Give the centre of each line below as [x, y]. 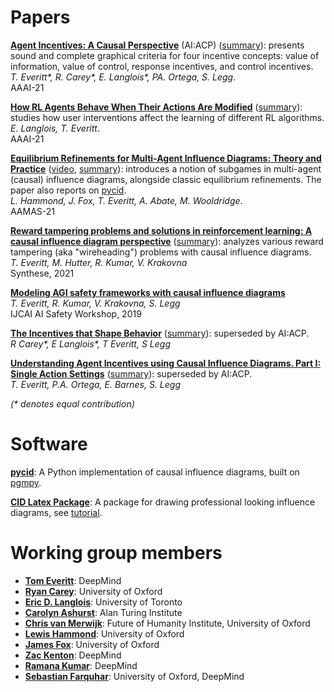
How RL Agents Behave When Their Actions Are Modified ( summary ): [156, 107]
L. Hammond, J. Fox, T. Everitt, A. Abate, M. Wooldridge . [126, 200]
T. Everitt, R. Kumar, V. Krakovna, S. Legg [95, 303]
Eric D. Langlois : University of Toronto [103, 602]
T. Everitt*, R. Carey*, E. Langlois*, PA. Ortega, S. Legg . [123, 77]
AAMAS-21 [33, 211]
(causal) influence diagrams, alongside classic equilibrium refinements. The [166, 179]
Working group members [116, 553]
